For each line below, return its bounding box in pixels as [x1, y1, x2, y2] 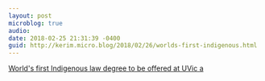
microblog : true [8, 19, 63, 27]
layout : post [8, 11, 52, 20]
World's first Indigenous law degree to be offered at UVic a [8, 63, 204, 73]
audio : [8, 26, 31, 34]
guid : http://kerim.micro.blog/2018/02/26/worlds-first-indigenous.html [8, 42, 258, 50]
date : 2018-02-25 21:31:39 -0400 [8, 34, 121, 43]
